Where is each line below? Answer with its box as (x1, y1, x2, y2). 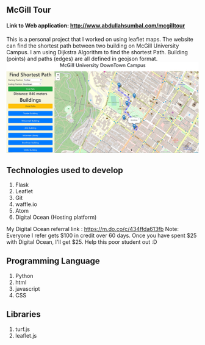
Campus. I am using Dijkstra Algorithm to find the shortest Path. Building (6, 48, 188, 55)
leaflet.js (15, 332, 37, 339)
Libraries (6, 309, 41, 319)
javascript (15, 285, 40, 292)
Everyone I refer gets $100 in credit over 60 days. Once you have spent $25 (6, 232, 197, 240)
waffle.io (15, 201, 38, 208)
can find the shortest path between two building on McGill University (6, 42, 179, 49)
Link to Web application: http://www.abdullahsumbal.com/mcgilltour (6, 21, 185, 29)
